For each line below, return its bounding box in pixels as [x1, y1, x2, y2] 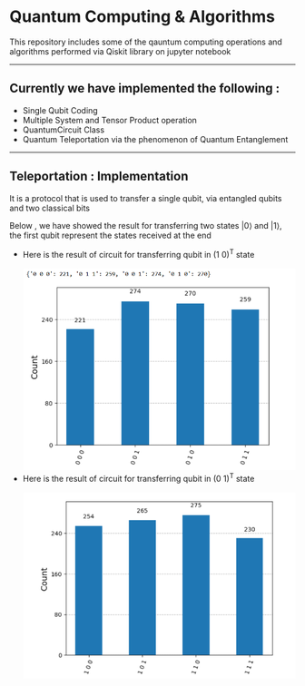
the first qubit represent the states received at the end [9, 230, 212, 240]
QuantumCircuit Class [22, 124, 105, 135]
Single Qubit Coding [22, 104, 98, 115]
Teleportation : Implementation [9, 169, 189, 184]
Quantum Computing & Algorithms [9, 6, 275, 27]
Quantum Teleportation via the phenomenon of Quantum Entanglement [22, 133, 289, 144]
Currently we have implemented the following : [9, 81, 280, 96]
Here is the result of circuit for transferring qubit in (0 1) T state [22, 472, 255, 484]
